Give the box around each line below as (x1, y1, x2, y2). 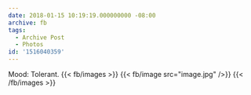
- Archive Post (15, 33, 65, 42)
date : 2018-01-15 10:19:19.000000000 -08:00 (8, 11, 156, 20)
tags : (8, 26, 26, 34)
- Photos (15, 41, 44, 49)
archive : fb (8, 19, 47, 27)
